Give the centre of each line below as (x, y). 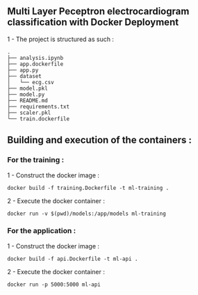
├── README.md (28, 100)
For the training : (36, 160)
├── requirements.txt (39, 106)
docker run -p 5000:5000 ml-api (54, 285)
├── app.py (23, 70)
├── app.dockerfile (35, 64)
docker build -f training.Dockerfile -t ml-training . (88, 188)
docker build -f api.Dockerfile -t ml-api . (73, 259)
